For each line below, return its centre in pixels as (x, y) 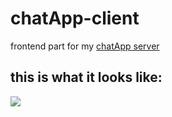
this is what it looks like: (86, 77)
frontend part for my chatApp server (85, 46)
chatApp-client (75, 18)
